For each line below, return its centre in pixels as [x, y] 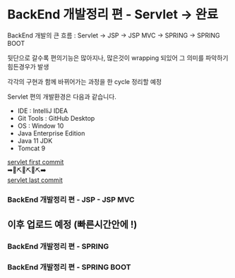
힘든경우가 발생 [28, 66]
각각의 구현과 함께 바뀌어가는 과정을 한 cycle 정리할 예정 [85, 81]
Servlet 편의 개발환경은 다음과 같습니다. [62, 97]
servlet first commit [36, 162]
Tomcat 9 [31, 148]
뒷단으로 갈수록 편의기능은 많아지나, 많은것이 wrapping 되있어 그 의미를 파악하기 [118, 58]
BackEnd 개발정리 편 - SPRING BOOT [69, 267]
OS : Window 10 [41, 126]
